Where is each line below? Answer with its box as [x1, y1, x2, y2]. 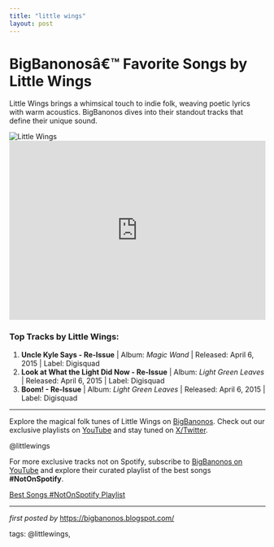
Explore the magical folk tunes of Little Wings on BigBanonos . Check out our [9, 416, 265, 426]
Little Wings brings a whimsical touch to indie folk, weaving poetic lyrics [9, 98, 250, 108]
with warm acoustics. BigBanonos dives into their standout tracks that [9, 107, 243, 117]
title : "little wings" [9, 11, 86, 20]
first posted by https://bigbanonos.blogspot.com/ [9, 513, 175, 523]
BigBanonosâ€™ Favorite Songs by [9, 55, 248, 73]
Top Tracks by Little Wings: [9, 331, 120, 343]
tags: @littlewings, [9, 528, 72, 538]
